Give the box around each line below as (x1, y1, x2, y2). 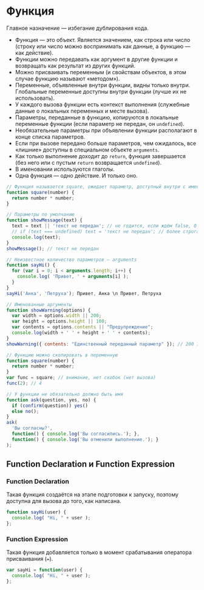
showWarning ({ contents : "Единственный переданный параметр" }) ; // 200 (6, 341, 194, 347)
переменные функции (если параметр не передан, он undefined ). (15, 120, 185, 127)
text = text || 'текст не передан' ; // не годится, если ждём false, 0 (12, 223, 197, 229)
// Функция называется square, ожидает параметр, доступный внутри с (6, 184, 186, 190)
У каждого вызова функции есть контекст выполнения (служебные (15, 100, 190, 108)
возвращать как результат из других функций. (15, 62, 135, 69)
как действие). (15, 49, 53, 56)
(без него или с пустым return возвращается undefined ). (15, 159, 162, 166)
